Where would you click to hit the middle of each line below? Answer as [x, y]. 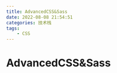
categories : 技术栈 [29, 23]
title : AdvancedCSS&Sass [37, 12]
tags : [13, 28]
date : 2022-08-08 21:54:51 [39, 17]
